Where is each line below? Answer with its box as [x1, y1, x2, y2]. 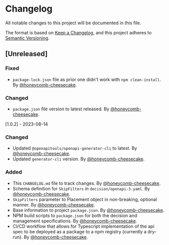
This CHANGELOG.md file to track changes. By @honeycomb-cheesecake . [12, 180, 161, 186]
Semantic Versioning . [5, 35, 50, 41]
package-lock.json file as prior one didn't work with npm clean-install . [12, 76, 161, 83]
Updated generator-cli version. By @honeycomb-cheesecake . [12, 156, 145, 162]
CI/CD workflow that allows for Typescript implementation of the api [12, 223, 155, 229]
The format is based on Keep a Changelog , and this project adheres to [5, 29, 152, 35]
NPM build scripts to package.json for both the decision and [12, 212, 138, 218]
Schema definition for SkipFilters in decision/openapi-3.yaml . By [12, 185, 150, 191]
